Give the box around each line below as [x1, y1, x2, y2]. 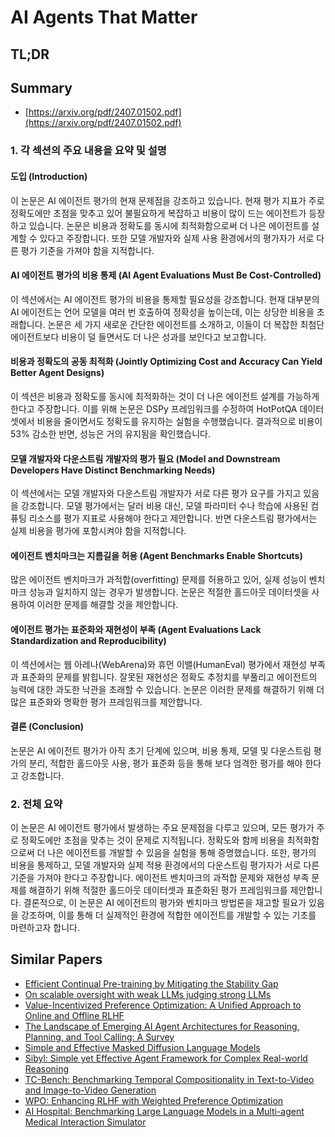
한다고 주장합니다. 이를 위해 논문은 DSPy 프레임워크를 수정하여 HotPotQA [10, 402, 298, 415]
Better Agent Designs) [10, 367, 105, 379]
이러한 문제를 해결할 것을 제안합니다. [36, 599, 179, 611]
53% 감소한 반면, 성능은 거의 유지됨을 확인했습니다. [10, 427, 211, 440]
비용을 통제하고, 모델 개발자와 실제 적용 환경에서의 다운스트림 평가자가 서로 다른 [10, 859, 320, 871]
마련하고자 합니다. [10, 922, 81, 934]
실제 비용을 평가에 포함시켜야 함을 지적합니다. [10, 525, 187, 537]
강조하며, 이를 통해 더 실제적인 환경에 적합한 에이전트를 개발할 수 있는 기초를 [20, 909, 317, 921]
